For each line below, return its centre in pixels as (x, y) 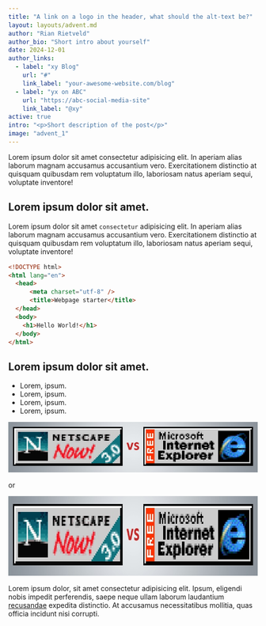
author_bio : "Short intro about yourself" (79, 42)
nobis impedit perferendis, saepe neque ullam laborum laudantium (116, 597)
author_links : (32, 59)
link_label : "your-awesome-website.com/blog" (99, 83)
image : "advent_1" (38, 134)
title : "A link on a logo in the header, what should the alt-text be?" (131, 17)
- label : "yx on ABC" (51, 92)
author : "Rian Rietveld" (49, 33)
